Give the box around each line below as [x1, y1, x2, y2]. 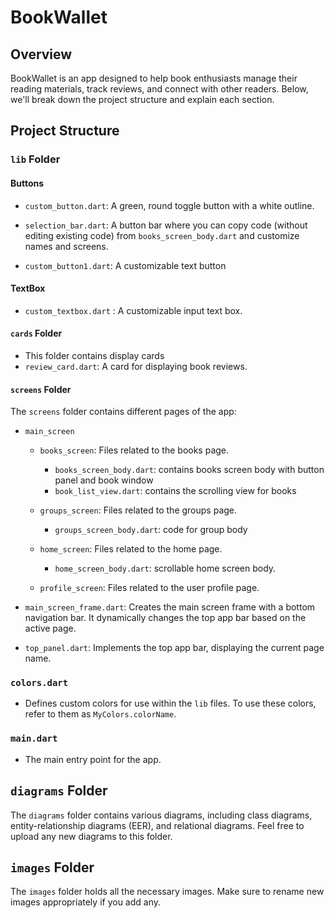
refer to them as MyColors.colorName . [24, 708, 177, 720]
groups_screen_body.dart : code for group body [54, 524, 248, 536]
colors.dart [10, 677, 69, 689]
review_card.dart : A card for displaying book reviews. [24, 360, 248, 372]
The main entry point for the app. [24, 753, 162, 765]
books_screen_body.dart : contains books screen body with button [54, 464, 325, 476]
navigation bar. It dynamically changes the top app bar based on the [24, 612, 307, 624]
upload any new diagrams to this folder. [10, 830, 173, 842]
